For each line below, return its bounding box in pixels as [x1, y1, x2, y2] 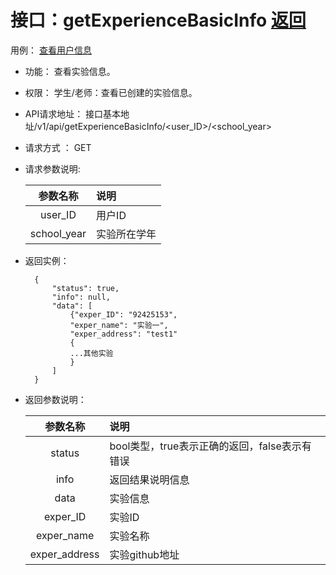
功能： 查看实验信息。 [24, 65, 116, 77]
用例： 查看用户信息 [10, 44, 92, 56]
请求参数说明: [24, 162, 81, 175]
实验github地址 [109, 547, 180, 561]
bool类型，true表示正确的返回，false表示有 [109, 439, 312, 453]
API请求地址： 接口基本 [24, 107, 122, 120]
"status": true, [51, 283, 120, 293]
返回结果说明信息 [109, 472, 190, 486]
